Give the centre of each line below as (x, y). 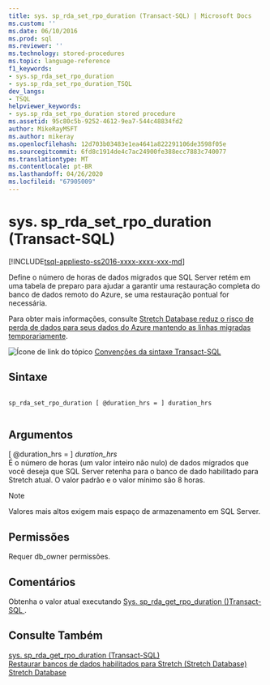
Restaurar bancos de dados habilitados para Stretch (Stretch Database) (128, 664)
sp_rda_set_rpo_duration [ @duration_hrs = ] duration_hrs (110, 403)
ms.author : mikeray (41, 136)
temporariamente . (38, 336)
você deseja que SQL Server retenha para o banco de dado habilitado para (133, 472)
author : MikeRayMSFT (43, 129)
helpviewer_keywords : (45, 106)
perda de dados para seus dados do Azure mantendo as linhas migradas (130, 327)
